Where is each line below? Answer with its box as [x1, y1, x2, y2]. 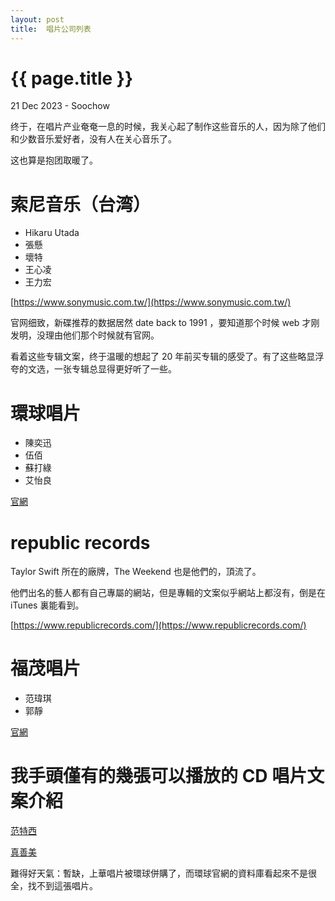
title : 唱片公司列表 [10, 24, 92, 34]
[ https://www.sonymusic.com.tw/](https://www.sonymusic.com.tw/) [10, 296, 292, 308]
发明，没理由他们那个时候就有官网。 [10, 329, 160, 341]
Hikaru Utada [24, 227, 80, 239]
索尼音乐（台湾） [10, 193, 152, 216]
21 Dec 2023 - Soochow [10, 100, 110, 112]
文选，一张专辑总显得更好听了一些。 [27, 363, 177, 375]
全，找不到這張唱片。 [10, 880, 98, 892]
